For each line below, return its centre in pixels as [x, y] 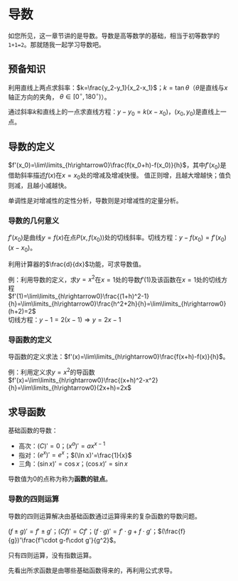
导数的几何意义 [34, 220]
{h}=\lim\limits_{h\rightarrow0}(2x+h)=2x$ [70, 388]
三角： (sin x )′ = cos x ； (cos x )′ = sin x [73, 464]
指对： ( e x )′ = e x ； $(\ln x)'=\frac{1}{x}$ [75, 454]
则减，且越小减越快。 [39, 185]
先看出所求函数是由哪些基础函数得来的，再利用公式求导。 [92, 570]
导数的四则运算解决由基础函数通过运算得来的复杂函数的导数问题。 [104, 516]
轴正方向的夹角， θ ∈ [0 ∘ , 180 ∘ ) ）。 [59, 96]
